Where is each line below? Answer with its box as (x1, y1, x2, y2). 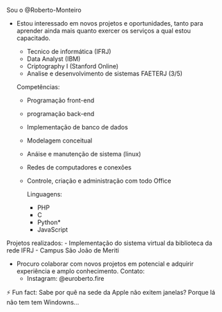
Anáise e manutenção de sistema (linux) (26, 150, 141, 158)
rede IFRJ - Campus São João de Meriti (6, 246, 119, 255)
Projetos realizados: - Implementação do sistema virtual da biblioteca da (6, 239, 212, 247)
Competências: (16, 83, 60, 91)
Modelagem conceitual (26, 136, 93, 145)
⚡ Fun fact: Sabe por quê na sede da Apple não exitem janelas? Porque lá (6, 288, 216, 296)
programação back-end (26, 110, 95, 118)
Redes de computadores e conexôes (26, 163, 132, 172)
